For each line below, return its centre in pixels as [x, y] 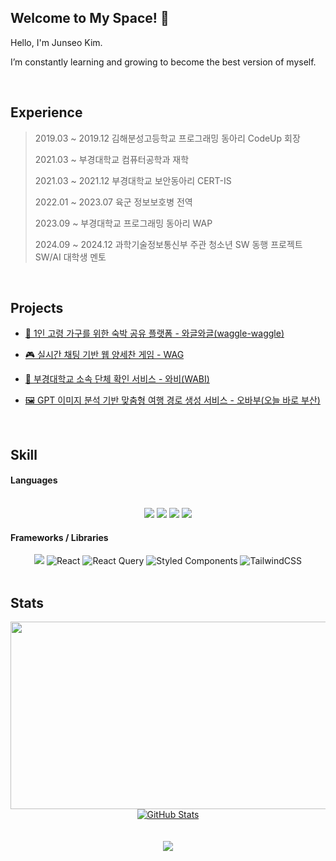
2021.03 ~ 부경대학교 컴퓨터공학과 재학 [112, 159]
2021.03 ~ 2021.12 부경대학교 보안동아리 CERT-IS [133, 180]
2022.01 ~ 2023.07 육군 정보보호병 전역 [113, 202]
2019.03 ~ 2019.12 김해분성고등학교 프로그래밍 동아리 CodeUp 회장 [167, 138]
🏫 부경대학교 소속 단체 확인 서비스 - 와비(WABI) [117, 379]
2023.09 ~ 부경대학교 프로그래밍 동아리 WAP [123, 223]
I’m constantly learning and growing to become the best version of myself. [163, 62]
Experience [46, 112]
